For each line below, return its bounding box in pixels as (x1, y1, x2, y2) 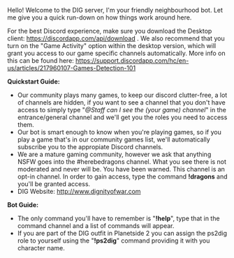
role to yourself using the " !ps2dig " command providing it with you (17, 236, 210, 245)
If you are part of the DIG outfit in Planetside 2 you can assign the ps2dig (17, 229, 228, 237)
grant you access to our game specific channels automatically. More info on (7, 49, 226, 57)
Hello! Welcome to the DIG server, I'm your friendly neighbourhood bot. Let (7, 6, 224, 14)
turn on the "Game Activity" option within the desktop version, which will (7, 42, 217, 50)
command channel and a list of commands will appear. (17, 222, 175, 229)
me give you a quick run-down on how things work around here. (7, 13, 192, 22)
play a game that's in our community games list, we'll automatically (17, 135, 211, 144)
